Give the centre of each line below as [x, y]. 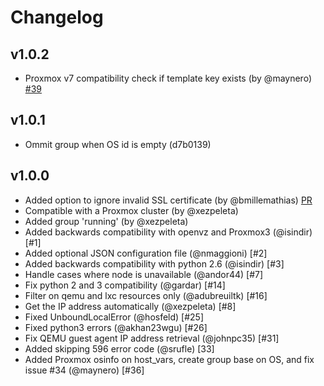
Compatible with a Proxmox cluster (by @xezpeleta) [131, 210]
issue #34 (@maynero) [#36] [84, 370]
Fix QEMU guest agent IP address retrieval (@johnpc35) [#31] [152, 338]
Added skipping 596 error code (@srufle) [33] [119, 348]
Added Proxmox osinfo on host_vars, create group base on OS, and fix [169, 359]
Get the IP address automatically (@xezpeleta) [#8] [130, 306]
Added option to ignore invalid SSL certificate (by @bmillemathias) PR [168, 200]
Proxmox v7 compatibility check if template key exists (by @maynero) [168, 78]
